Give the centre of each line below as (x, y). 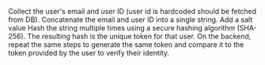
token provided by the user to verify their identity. (89, 53)
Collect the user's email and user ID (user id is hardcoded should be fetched (132, 11)
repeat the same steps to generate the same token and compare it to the (126, 45)
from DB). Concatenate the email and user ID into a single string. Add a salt (131, 20)
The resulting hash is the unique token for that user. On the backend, (139, 36)
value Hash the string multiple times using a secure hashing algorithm (122, 28)
